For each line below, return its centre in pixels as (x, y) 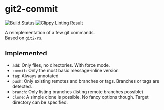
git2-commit (32, 9)
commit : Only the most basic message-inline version (65, 70)
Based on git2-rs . (24, 38)
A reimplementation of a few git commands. (50, 32)
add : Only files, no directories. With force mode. (61, 65)
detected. (22, 86)
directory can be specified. (40, 102)
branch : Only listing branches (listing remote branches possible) (78, 91)
